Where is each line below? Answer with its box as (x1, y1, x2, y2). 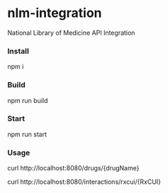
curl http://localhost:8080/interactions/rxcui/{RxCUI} (7, 177, 162, 186)
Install (7, 46, 30, 56)
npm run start (7, 130, 47, 138)
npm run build (7, 96, 48, 104)
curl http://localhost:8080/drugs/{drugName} (7, 164, 140, 172)
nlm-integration (7, 5, 102, 21)
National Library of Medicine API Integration (7, 28, 135, 37)
